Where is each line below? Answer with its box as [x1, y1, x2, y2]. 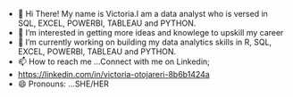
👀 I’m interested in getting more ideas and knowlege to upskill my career [17, 28, 284, 37]
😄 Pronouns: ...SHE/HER [17, 78, 110, 89]
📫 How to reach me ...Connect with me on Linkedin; [17, 56, 210, 67]
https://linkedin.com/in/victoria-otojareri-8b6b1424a [17, 69, 210, 79]
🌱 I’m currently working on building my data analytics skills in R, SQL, [17, 36, 272, 47]
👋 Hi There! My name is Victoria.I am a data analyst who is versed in [17, 9, 268, 19]
